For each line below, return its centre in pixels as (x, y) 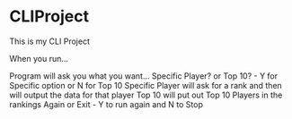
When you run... (39, 58)
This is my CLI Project (49, 41)
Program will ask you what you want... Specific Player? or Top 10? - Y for (144, 76)
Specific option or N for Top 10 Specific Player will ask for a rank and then (146, 85)
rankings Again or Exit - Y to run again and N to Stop (106, 104)
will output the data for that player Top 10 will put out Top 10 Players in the (146, 95)
